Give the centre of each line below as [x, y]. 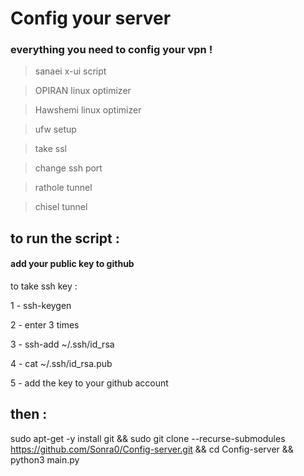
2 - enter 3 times [45, 325]
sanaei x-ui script [70, 71]
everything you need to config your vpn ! [111, 50]
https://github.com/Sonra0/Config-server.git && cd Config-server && [152, 449]
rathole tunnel [63, 188]
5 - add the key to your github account [89, 383]
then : [29, 414]
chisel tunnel [61, 207]
